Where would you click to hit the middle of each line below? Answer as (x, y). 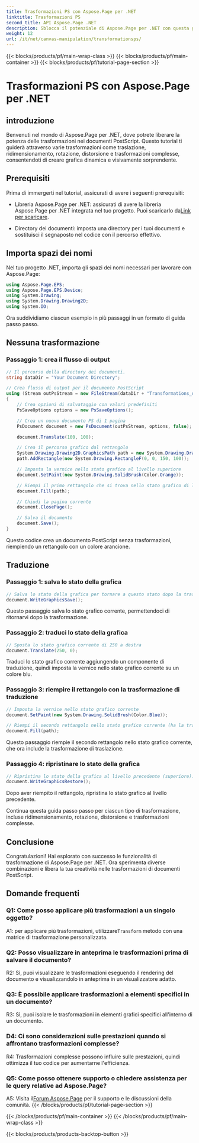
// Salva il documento (45, 518)
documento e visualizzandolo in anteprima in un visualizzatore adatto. (91, 979)
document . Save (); (38, 524)
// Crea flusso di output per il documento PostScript (75, 388)
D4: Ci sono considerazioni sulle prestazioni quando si (86, 1036)
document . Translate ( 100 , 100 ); (55, 437)
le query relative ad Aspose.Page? (57, 1086)
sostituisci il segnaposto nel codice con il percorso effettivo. (88, 234)
